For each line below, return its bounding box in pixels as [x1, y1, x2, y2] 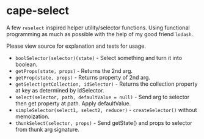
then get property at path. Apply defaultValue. [15, 99, 131, 107]
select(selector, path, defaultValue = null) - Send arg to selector [15, 93, 190, 100]
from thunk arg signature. [15, 126, 79, 133]
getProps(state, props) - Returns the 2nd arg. [15, 67, 133, 74]
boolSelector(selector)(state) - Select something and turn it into [15, 54, 182, 61]
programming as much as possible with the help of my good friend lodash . [6, 30, 194, 37]
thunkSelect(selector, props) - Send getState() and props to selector [15, 119, 192, 126]
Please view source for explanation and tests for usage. [6, 42, 147, 50]
